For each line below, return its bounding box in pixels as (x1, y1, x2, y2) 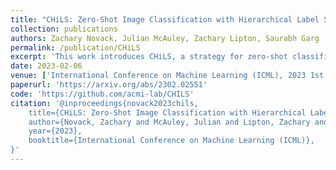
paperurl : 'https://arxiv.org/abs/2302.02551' (10, 80, 208, 90)
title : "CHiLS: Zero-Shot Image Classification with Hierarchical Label (10, 14, 320, 25)
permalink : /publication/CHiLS (10, 42, 141, 53)
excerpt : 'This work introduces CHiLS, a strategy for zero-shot (10, 52, 288, 62)
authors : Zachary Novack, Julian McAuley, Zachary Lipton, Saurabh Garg (10, 33, 320, 43)
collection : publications (10, 24, 118, 34)
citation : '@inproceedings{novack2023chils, (10, 98, 199, 108)
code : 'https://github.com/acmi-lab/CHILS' (10, 89, 195, 99)
